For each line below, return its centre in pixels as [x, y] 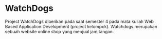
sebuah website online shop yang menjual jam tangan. [60, 31]
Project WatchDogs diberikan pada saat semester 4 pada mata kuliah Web [80, 21]
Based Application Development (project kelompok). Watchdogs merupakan [81, 26]
